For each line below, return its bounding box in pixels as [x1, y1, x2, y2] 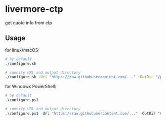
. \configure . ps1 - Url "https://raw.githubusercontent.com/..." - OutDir [5, 111, 156, 116]
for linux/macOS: [5, 47, 40, 53]
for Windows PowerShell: [5, 84, 57, 90]
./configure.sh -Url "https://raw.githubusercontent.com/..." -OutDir [5, 75, 154, 80]
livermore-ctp [5, 3, 63, 15]
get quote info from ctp [5, 20, 52, 26]
